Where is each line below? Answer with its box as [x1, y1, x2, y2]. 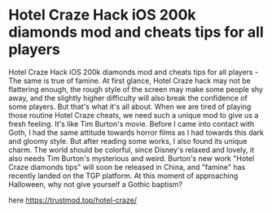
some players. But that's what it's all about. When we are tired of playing [8, 102, 252, 111]
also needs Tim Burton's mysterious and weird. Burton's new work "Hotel [8, 153, 255, 163]
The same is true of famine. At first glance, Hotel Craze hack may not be [8, 76, 251, 85]
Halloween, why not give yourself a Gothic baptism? [8, 179, 183, 189]
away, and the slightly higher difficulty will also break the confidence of [8, 93, 248, 102]
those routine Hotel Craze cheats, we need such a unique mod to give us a [8, 110, 259, 120]
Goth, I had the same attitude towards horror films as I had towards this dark [8, 128, 265, 137]
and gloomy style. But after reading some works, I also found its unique [8, 136, 248, 146]
